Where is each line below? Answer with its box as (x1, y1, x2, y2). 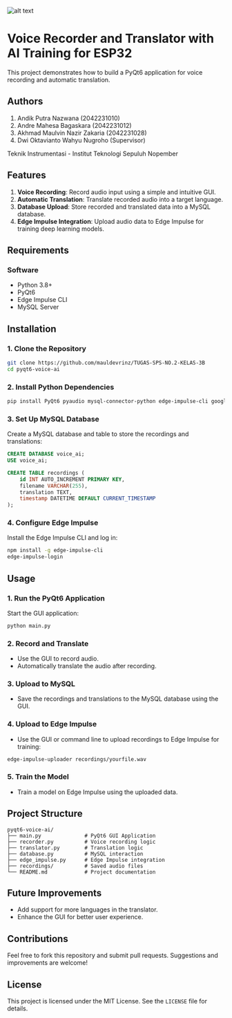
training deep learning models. (17, 225, 105, 233)
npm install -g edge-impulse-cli (7, 547, 104, 554)
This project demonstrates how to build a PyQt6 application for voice (7, 68, 203, 76)
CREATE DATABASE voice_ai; (7, 451, 85, 458)
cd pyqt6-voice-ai (7, 366, 60, 373)
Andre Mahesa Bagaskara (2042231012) (17, 121, 133, 129)
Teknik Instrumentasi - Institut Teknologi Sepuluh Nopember (7, 149, 178, 158)
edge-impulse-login (7, 554, 64, 560)
